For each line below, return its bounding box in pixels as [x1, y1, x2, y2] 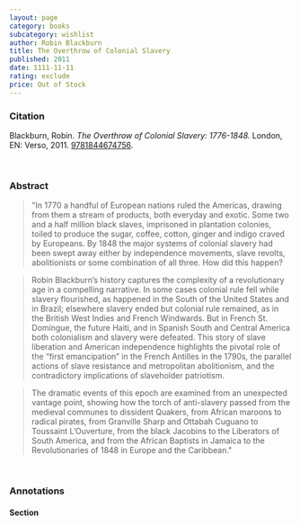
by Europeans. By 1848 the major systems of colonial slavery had [31, 238, 274, 249]
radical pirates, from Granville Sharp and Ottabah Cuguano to [31, 416, 259, 427]
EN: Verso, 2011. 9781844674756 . [9, 139, 134, 150]
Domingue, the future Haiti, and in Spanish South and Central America [31, 323, 290, 334]
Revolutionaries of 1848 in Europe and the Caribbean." [31, 445, 233, 456]
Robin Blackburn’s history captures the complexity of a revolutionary [31, 275, 285, 286]
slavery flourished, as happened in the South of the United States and [31, 294, 290, 305]
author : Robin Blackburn [9, 38, 102, 48]
